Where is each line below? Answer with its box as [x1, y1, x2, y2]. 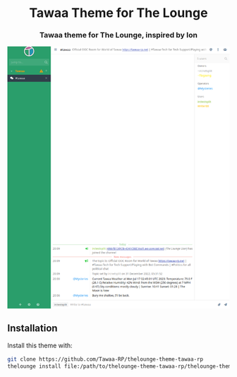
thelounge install [7, 363, 61, 370]
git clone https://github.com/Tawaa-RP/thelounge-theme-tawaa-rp [7, 355, 203, 363]
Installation [7, 323, 58, 335]
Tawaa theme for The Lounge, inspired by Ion [39, 30, 197, 40]
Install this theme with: [7, 341, 73, 349]
